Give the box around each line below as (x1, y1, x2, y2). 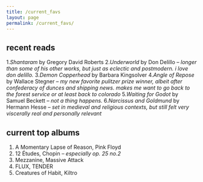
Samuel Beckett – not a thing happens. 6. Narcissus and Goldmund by (6, 97, 180, 105)
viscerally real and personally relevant (6, 110, 101, 117)
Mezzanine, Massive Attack (14, 157, 84, 163)
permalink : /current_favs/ (6, 20, 74, 26)
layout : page (6, 15, 39, 21)
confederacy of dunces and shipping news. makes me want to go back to (6, 84, 190, 91)
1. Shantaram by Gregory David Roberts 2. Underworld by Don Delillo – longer (6, 59, 197, 66)
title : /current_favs (6, 8, 61, 15)
